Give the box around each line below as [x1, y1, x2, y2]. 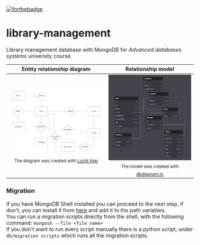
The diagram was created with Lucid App [14, 158, 98, 164]
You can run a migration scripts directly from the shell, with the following [6, 213, 185, 220]
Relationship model [125, 65, 174, 73]
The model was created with [121, 164, 179, 169]
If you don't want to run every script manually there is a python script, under [6, 225, 193, 233]
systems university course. [6, 52, 73, 59]
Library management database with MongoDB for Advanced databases [6, 46, 182, 53]
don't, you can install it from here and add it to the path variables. [6, 206, 167, 213]
